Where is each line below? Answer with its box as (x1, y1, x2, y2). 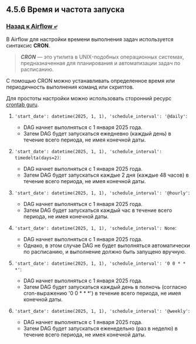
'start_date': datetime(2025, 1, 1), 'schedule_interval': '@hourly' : (14, 189, 190, 196)
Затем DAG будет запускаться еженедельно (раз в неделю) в (23, 325, 178, 332)
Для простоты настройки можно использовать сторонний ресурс (6, 95, 172, 102)
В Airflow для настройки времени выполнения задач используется (6, 35, 174, 43)
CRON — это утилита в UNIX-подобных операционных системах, (20, 53, 184, 60)
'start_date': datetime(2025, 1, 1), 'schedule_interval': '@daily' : (14, 112, 188, 119)
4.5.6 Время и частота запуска (6, 5, 125, 15)
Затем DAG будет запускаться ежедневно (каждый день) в (23, 130, 171, 137)
